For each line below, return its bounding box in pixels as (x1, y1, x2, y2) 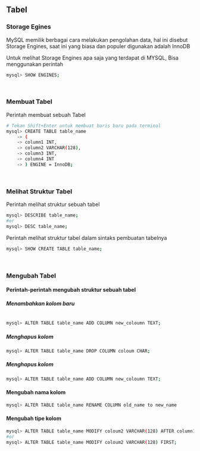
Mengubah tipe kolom (6, 415, 61, 422)
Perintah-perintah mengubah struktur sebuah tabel (6, 286, 136, 294)
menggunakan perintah (6, 60, 64, 67)
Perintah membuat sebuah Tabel (6, 111, 86, 118)
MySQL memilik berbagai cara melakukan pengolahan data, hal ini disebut (6, 36, 188, 44)
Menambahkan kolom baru (6, 299, 75, 307)
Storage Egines (6, 23, 52, 31)
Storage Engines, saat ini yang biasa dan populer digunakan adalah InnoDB (6, 42, 190, 50)
